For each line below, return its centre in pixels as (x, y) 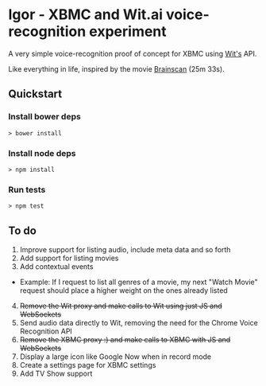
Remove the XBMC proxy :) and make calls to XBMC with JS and (125, 340)
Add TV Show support (56, 374)
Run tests (27, 189)
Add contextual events (56, 267)
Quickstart (35, 94)
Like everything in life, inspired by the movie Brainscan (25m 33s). (116, 68)
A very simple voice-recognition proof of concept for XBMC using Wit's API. (133, 53)
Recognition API (46, 331)
